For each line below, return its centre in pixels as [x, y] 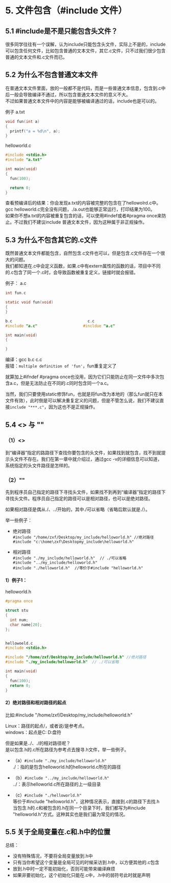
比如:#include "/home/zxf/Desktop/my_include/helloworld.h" [69, 715]
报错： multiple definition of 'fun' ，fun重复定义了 [61, 366]
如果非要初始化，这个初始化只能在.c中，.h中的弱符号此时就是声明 [81, 875]
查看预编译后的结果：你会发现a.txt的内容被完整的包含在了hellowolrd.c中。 [83, 203]
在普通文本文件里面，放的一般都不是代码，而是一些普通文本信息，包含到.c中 [86, 88]
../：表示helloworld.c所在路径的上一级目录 [57, 784]
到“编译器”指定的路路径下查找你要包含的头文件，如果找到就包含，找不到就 [83, 453]
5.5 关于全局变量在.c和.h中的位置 [58, 832]
